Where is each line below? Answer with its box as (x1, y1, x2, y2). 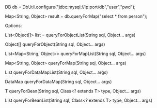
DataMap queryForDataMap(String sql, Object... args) (5, 79, 112, 84)
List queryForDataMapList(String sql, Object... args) (5, 69, 108, 75)
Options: (5, 23, 22, 28)
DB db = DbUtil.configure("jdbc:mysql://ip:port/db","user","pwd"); (5, 4, 136, 10)
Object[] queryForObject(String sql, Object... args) (5, 41, 105, 47)
